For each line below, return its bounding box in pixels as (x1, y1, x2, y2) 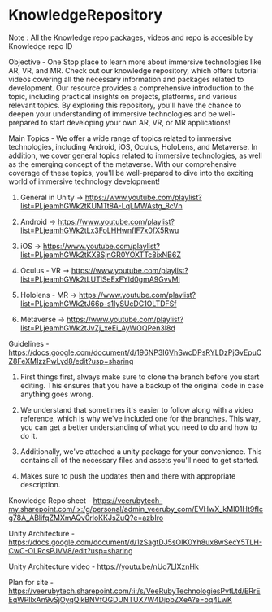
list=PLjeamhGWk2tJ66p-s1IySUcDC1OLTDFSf (19, 299, 177, 308)
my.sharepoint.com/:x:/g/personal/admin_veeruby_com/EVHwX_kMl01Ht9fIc (8, 504, 264, 514)
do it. (19, 431, 38, 440)
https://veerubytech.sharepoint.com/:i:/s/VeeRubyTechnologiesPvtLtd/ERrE (8, 586, 261, 596)
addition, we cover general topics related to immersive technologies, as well (8, 151, 262, 160)
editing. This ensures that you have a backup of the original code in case (19, 380, 264, 390)
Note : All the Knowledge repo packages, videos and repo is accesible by (8, 33, 253, 42)
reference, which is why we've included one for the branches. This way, (19, 413, 261, 423)
